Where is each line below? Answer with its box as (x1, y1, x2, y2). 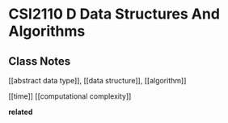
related (8, 107, 33, 117)
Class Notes (8, 54, 71, 68)
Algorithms (8, 22, 86, 40)
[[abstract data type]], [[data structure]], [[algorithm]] (8, 76, 187, 85)
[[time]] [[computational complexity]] (8, 91, 132, 101)
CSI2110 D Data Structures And (8, 5, 221, 23)
